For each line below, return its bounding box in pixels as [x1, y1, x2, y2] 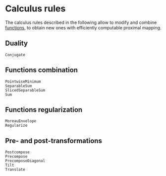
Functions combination [5, 66, 78, 75]
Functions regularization [5, 105, 83, 114]
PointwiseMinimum [5, 79, 41, 84]
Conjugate [5, 52, 26, 57]
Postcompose [5, 150, 30, 155]
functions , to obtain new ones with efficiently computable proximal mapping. [5, 24, 162, 30]
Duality [5, 39, 28, 48]
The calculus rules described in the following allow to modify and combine [5, 19, 157, 25]
